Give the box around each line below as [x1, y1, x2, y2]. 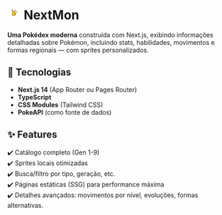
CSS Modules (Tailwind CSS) [17, 100, 104, 109]
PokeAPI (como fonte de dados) [17, 107, 112, 116]
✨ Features [7, 129, 57, 141]
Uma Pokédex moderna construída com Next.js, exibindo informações [7, 31, 214, 39]
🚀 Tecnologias [7, 66, 72, 78]
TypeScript [17, 93, 52, 101]
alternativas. [7, 201, 44, 209]
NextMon [23, 7, 79, 23]
